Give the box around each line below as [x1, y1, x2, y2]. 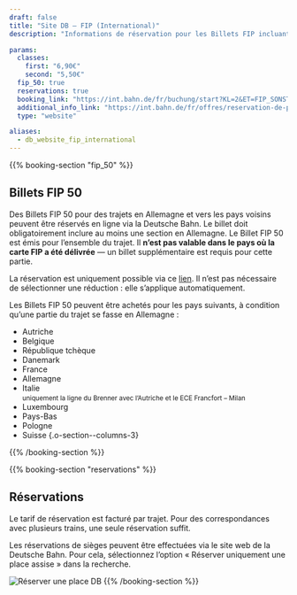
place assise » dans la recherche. [9, 559, 131, 569]
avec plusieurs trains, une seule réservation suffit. [9, 522, 192, 533]
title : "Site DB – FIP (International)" [9, 21, 161, 30]
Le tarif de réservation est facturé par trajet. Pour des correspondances [9, 513, 270, 523]
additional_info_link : [17, 103, 101, 112]
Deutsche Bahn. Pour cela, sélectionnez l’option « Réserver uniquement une [9, 549, 286, 560]
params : [9, 45, 38, 54]
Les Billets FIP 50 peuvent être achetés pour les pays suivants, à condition [9, 299, 280, 310]
